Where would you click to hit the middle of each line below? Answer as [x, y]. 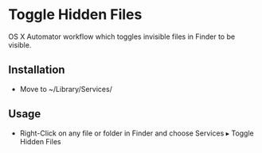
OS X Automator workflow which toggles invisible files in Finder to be [122, 36]
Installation [37, 70]
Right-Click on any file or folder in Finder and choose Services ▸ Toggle [137, 133]
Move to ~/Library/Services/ [66, 89]
